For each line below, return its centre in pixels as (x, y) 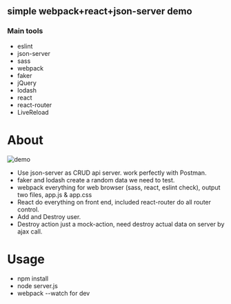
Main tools (25, 31)
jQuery (27, 83)
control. (28, 209)
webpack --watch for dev (53, 293)
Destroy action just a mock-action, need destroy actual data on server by (121, 224)
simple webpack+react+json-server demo (100, 11)
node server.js (38, 285)
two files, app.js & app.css (54, 194)
